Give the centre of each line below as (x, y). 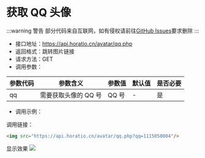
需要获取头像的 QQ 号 (71, 95)
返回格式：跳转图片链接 (45, 51)
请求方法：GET (34, 59)
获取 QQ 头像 (39, 13)
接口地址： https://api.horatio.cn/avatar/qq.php (74, 43)
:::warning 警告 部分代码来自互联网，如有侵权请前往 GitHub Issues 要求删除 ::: (103, 31)
